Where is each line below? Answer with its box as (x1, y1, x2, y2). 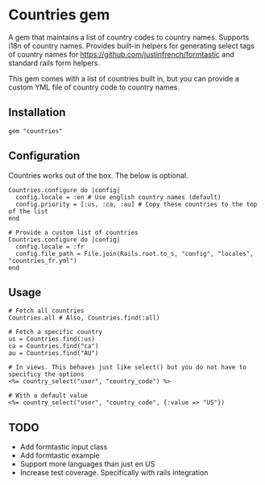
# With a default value (8, 391, 89, 400)
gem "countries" (8, 127, 63, 135)
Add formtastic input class (19, 442, 108, 452)
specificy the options (8, 370, 85, 378)
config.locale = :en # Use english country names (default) (15, 193, 222, 201)
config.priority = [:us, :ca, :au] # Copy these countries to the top (15, 200, 258, 208)
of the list (8, 207, 48, 215)
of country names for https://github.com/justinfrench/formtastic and (8, 49, 235, 59)
